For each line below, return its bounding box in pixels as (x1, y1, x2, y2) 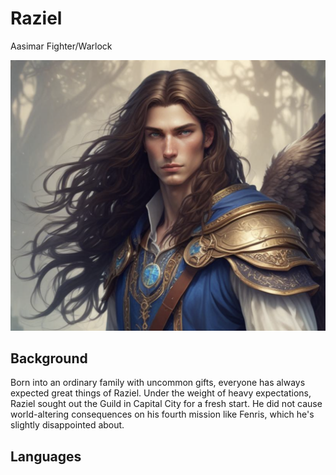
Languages (10, 448, 82, 465)
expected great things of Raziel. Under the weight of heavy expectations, (10, 387, 312, 399)
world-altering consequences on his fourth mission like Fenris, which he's (10, 408, 315, 421)
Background (10, 350, 88, 367)
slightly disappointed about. (10, 419, 125, 431)
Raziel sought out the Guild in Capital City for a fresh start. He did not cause (10, 398, 323, 410)
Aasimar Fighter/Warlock (10, 40, 113, 52)
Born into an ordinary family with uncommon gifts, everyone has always (10, 377, 306, 389)
